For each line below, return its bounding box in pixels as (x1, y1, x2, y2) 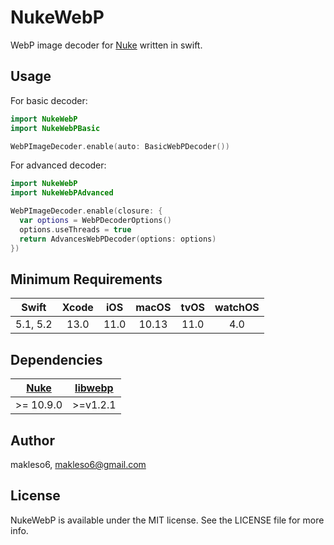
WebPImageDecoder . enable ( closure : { (10, 206, 163, 216)
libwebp (74, 381, 114, 395)
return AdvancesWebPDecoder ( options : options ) (19, 234, 217, 244)
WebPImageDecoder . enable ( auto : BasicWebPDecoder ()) (10, 141, 230, 151)
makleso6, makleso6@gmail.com (10, 458, 147, 470)
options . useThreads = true (19, 224, 132, 235)
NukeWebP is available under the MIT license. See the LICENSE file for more (10, 514, 325, 526)
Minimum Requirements (10, 271, 163, 288)
